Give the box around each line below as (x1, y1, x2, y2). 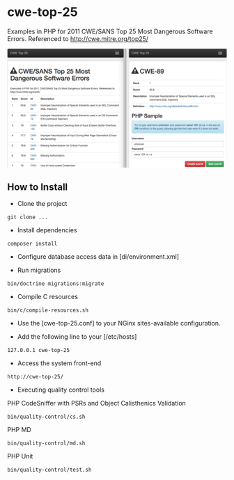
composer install (7, 241, 58, 248)
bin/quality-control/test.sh (7, 467, 92, 474)
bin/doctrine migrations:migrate (7, 280, 104, 287)
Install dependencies (17, 226, 78, 234)
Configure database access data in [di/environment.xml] (17, 253, 180, 261)
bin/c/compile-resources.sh (7, 307, 89, 314)
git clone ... (7, 214, 49, 221)
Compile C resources (17, 293, 79, 301)
